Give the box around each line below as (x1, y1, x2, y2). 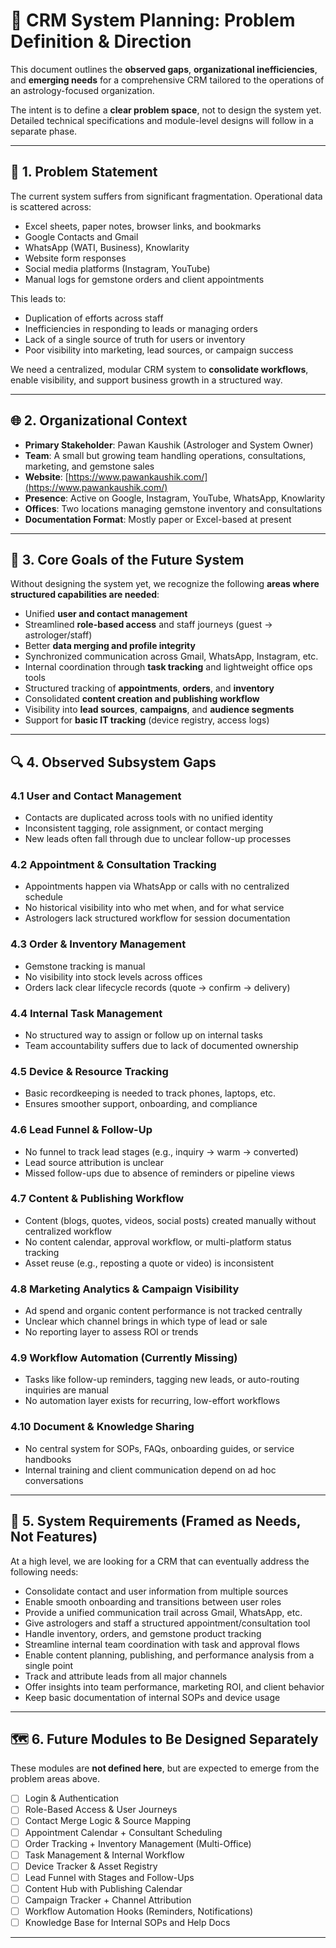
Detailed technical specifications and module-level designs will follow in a (10, 114, 314, 126)
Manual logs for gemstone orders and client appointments (24, 273, 265, 285)
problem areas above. (10, 1773, 101, 1785)
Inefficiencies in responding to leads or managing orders (24, 322, 258, 334)
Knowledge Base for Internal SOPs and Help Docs (24, 1917, 231, 1929)
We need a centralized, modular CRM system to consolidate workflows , (10, 363, 309, 375)
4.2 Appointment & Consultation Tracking (10, 857, 217, 871)
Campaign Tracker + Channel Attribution (24, 1894, 192, 1906)
